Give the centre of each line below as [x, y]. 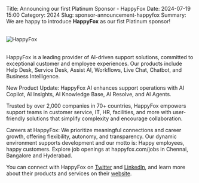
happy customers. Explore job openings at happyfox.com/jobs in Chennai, [97, 149]
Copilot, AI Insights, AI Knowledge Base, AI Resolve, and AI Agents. [89, 94]
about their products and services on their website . [69, 173]
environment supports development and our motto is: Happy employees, [95, 143]
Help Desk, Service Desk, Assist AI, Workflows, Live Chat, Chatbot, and [94, 70]
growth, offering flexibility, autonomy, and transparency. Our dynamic [92, 136]
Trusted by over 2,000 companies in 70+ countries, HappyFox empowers [96, 106]
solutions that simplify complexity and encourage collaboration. [105, 118]
